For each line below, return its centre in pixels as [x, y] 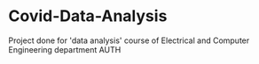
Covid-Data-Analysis [88, 16]
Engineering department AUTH [65, 49]
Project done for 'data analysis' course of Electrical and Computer [129, 40]
